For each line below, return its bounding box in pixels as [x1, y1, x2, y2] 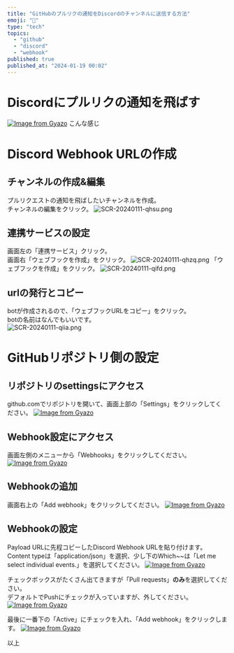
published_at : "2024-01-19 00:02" [7, 62, 108, 69]
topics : [7, 29, 30, 37]
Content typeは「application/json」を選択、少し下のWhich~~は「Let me [7, 552, 217, 560]
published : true [7, 56, 54, 63]
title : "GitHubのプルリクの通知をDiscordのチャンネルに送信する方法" [7, 10, 191, 17]
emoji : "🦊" [7, 17, 39, 24]
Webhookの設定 [7, 523, 78, 535]
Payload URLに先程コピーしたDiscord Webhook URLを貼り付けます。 [7, 543, 207, 551]
